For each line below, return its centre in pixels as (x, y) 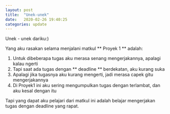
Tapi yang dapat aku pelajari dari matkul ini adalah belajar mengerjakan (80, 101)
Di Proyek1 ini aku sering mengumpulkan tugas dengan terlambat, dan (86, 85)
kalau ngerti (25, 64)
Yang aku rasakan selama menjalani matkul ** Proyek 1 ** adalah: (74, 48)
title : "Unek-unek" (27, 15)
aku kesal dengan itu (35, 91)
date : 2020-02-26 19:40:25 (36, 19)
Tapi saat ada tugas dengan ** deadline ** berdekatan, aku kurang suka (89, 69)
